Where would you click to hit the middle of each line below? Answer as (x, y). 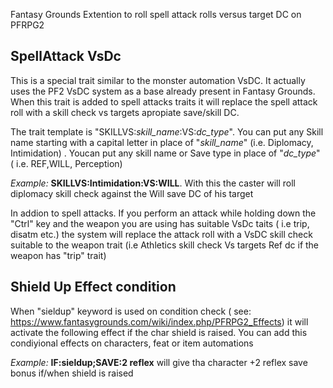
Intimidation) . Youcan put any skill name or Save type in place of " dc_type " (165, 153)
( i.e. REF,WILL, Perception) (66, 163)
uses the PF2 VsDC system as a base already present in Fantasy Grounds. (163, 91)
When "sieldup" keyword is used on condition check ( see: (131, 311)
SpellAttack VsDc (66, 56)
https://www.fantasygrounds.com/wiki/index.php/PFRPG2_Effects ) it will (159, 321)
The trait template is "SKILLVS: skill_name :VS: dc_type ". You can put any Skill (167, 131)
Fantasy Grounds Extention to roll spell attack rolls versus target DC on (156, 14)
